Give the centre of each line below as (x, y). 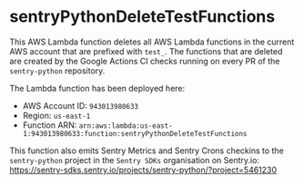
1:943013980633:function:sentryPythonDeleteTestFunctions (135, 133)
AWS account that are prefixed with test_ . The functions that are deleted (146, 51)
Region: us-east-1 (56, 115)
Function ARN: (50, 125)
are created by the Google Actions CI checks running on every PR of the (145, 61)
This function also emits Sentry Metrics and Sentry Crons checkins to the (147, 150)
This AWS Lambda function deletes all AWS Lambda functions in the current (152, 42)
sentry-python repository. (57, 71)
